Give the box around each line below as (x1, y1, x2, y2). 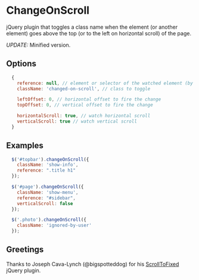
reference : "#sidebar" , (17, 195, 76, 201)
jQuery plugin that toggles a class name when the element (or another (6, 23, 178, 31)
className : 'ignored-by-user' (17, 223, 92, 229)
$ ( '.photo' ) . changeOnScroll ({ (11, 217, 86, 223)
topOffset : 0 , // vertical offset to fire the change (17, 102, 153, 108)
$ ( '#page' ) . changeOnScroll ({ (11, 184, 84, 190)
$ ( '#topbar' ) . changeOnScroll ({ (11, 156, 89, 162)
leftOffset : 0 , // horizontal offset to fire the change (17, 96, 161, 102)
